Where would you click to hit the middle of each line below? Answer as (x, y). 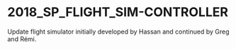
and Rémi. (22, 38)
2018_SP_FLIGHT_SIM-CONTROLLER (118, 12)
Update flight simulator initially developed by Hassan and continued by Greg (118, 31)
